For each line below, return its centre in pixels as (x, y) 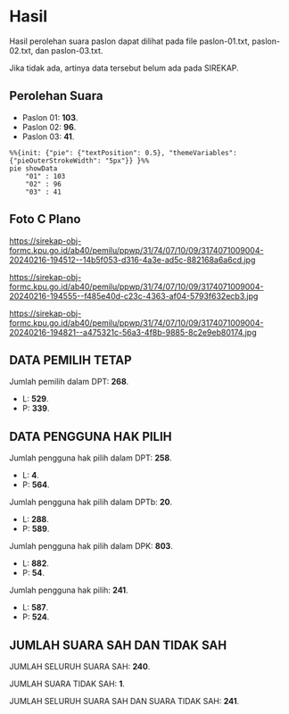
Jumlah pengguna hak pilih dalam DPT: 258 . (91, 458)
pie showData (33, 168)
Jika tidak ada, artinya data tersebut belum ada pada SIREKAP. (124, 68)
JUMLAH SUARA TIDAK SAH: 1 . (67, 684)
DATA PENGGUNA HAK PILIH (91, 436)
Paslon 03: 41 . (48, 137)
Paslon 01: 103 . (50, 117)
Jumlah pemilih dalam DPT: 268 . (69, 382)
